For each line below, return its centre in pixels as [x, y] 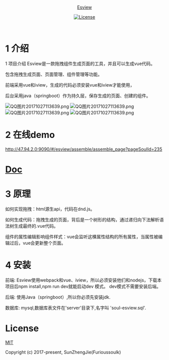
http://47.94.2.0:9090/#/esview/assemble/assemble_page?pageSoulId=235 [84, 149]
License [22, 329]
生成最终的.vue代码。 [36, 226]
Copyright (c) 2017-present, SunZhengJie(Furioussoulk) [63, 352]
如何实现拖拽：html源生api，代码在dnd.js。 [50, 209]
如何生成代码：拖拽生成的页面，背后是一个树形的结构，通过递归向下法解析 [82, 220]
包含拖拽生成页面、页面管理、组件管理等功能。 [54, 74]
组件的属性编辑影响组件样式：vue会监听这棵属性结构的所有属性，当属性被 [82, 237]
